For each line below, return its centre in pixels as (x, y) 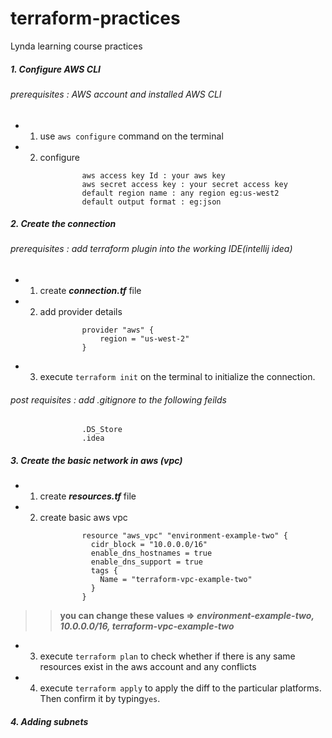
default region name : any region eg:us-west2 (180, 193)
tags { (104, 571)
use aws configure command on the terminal (131, 136)
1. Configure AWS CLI (55, 69)
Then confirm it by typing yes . (100, 699)
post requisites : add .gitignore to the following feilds (118, 399)
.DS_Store (102, 430)
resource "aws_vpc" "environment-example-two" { (184, 536)
